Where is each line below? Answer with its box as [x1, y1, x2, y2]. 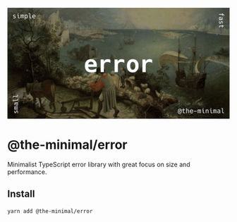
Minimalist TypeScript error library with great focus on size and [7, 160, 190, 168]
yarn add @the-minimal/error [7, 207, 93, 215]
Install [7, 188, 35, 200]
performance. [7, 167, 47, 176]
